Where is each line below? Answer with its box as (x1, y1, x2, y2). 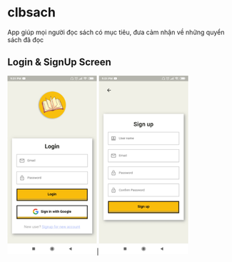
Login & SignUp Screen (7, 56, 112, 69)
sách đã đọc (7, 35, 44, 44)
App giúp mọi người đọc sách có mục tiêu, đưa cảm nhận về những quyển (7, 28, 225, 36)
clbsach (7, 4, 56, 21)
